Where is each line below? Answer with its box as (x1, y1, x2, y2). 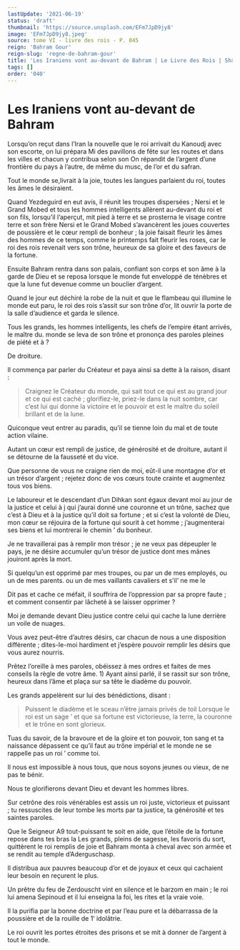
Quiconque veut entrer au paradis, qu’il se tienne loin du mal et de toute (7, 424, 219, 432)
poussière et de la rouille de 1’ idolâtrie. (7, 914, 123, 923)
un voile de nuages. (7, 619, 66, 628)
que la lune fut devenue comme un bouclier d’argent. (7, 280, 163, 289)
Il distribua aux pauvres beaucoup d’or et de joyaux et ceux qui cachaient (7, 864, 224, 872)
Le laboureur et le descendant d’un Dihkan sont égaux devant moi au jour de (7, 496, 232, 504)
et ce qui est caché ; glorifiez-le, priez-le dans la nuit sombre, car (24, 394, 218, 404)
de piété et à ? (7, 338, 49, 346)
